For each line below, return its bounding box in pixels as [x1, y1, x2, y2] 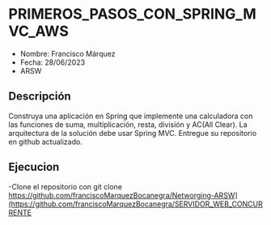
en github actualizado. [8, 137, 83, 146]
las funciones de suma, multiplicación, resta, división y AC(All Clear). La [8, 119, 248, 129]
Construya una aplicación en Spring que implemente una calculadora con [8, 111, 253, 121]
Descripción [8, 90, 71, 104]
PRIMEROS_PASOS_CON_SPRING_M [8, 5, 256, 23]
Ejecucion [8, 160, 60, 174]
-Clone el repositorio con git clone [8, 181, 123, 191]
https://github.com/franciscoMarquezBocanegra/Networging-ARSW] [8, 190, 239, 200]
